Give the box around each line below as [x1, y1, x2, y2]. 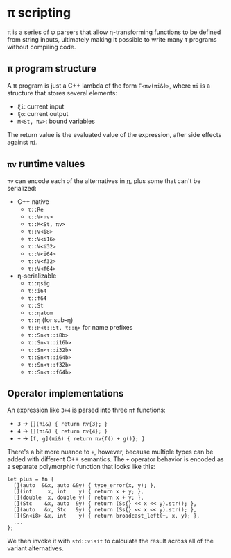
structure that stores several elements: [7, 88, 118, 97]
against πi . [7, 138, 38, 146]
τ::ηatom [27, 310, 53, 317]
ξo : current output [17, 109, 69, 118]
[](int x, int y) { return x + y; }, [13, 488, 144, 495]
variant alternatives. [7, 544, 64, 552]
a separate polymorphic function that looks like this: [7, 463, 155, 471]
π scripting [7, 5, 71, 21]
